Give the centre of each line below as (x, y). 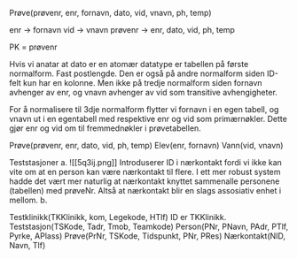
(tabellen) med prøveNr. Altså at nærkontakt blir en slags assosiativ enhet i (145, 190)
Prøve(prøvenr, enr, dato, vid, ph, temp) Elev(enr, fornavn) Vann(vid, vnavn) (146, 145)
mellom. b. (28, 200)
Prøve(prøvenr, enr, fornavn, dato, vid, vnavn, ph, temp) (110, 13)
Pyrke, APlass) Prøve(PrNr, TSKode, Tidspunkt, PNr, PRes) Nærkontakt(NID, (148, 236)
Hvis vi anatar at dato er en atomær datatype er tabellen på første (129, 64)
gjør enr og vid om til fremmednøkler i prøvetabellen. (105, 128)
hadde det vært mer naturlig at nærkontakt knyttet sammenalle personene (145, 181)
